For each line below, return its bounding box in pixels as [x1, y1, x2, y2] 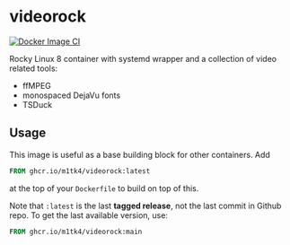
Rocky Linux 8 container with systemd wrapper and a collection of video [9, 53, 277, 64]
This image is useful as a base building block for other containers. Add [9, 149, 271, 160]
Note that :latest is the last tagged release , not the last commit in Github [9, 200, 282, 211]
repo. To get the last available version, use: [9, 209, 169, 221]
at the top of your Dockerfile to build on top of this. [9, 182, 199, 194]
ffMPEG [22, 80, 52, 91]
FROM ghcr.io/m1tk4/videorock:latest [9, 166, 151, 176]
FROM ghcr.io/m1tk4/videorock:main [9, 227, 143, 236]
